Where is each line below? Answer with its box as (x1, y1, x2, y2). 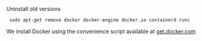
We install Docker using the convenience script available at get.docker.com (6, 28, 196, 35)
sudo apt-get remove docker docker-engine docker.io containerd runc (9, 17, 190, 23)
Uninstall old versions (6, 6, 61, 12)
